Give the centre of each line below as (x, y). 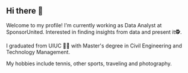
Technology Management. (38, 52)
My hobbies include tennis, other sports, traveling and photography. (89, 64)
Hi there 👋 (25, 11)
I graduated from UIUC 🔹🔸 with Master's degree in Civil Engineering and (94, 46)
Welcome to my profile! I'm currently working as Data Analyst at (84, 25)
